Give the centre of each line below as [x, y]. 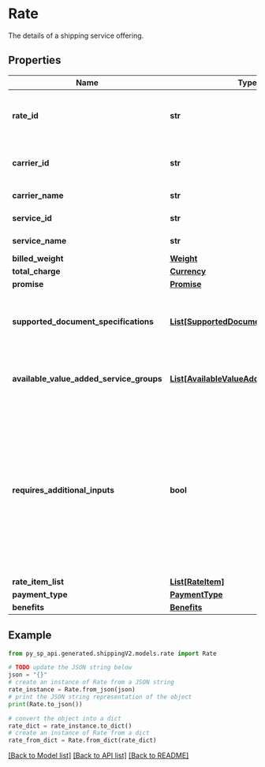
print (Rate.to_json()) [45, 704]
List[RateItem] [197, 582]
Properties [35, 60]
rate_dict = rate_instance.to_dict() [70, 726]
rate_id [26, 115]
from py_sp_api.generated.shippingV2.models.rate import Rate [112, 653]
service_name [39, 240]
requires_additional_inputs [63, 490]
